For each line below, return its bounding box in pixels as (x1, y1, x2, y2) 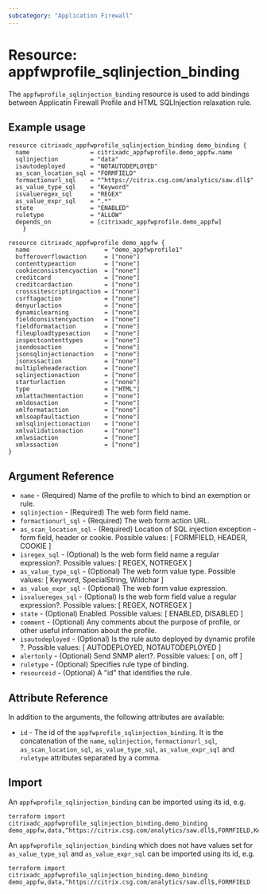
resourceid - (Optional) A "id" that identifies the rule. (19, 668, 192, 678)
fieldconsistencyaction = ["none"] (15, 316, 141, 324)
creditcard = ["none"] (15, 274, 141, 282)
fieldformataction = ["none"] (15, 323, 141, 331)
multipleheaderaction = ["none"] (15, 364, 141, 372)
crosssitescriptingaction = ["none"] (15, 288, 141, 296)
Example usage (8, 120, 86, 134)
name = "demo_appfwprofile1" (15, 246, 183, 255)
